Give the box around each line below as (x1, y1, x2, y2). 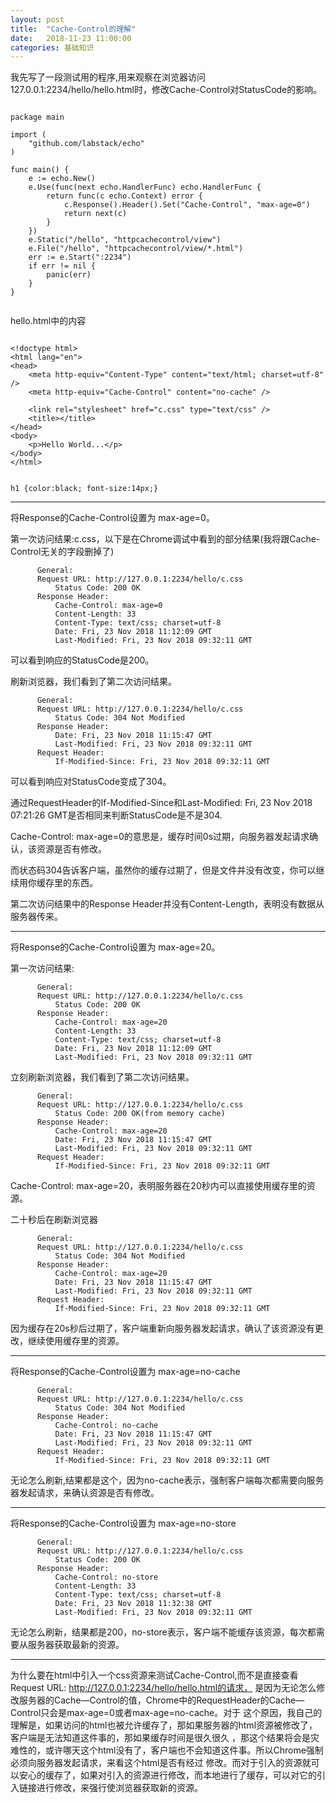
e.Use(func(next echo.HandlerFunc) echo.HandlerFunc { (28, 182, 262, 193)
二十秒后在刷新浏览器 (10, 1214, 98, 1226)
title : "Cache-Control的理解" (10, 24, 137, 34)
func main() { (10, 165, 70, 175)
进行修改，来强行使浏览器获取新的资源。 (36, 1782, 203, 1794)
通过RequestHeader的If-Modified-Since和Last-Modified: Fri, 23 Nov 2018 (10, 797, 313, 809)
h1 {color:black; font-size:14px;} (10, 484, 159, 494)
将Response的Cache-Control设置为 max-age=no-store (10, 1517, 237, 1530)
